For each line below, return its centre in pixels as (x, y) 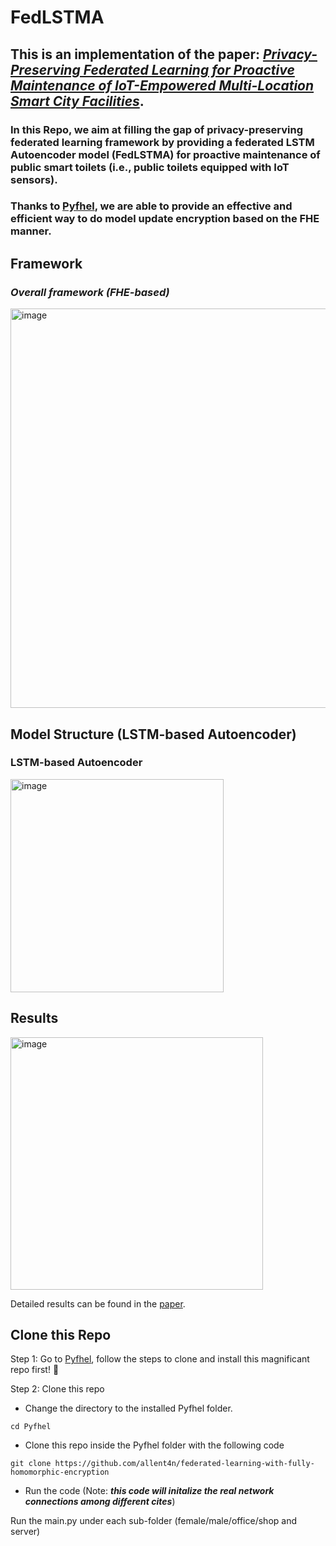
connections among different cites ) (100, 1502)
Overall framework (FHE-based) (90, 292)
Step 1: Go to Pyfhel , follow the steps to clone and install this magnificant (160, 1359)
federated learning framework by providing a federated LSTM (162, 142)
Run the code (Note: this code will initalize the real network (149, 1491)
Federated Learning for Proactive (189, 69)
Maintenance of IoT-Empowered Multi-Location (162, 85)
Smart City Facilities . (77, 101)
